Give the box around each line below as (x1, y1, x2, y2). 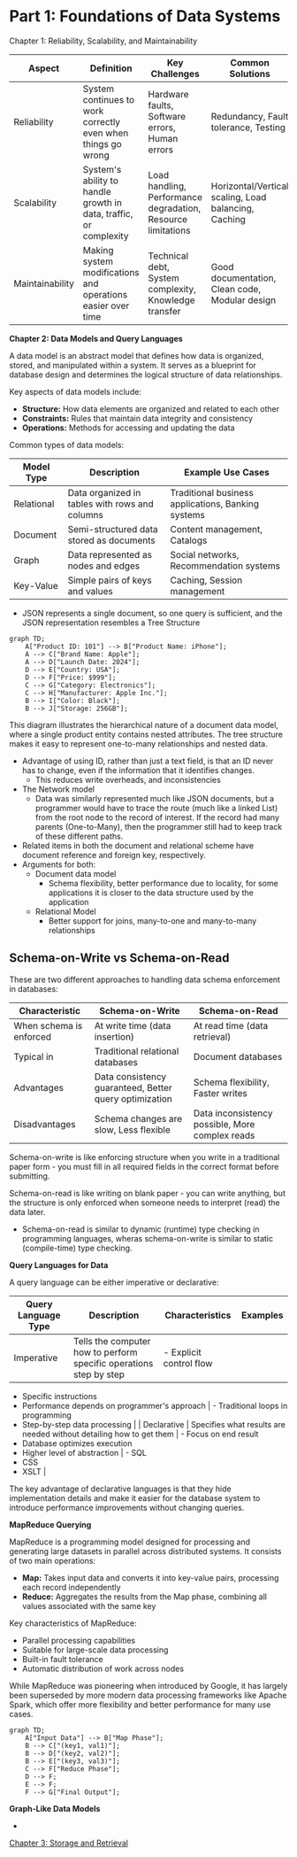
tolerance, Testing (210, 121, 286, 134)
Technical (148, 250, 188, 262)
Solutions (229, 67, 271, 80)
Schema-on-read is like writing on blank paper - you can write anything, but (9, 1188, 286, 1198)
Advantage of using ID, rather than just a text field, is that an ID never (21, 755, 274, 766)
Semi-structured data (67, 522, 158, 535)
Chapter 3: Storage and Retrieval (9, 1838, 128, 1848)
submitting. (9, 1171, 50, 1181)
